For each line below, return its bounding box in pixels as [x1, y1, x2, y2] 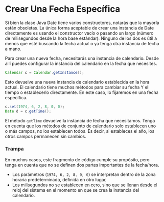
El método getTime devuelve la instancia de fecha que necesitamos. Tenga [5, 117, 155, 123]
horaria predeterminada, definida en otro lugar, [12, 176, 107, 182]
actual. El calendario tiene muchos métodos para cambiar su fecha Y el [5, 84, 149, 90]
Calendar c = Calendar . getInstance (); [5, 70, 84, 75]
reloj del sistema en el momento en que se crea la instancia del [12, 187, 140, 193]
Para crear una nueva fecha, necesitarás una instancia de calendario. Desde [5, 55, 159, 61]
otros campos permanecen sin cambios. [5, 133, 87, 139]
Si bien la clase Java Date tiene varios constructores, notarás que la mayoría [5, 20, 159, 26]
